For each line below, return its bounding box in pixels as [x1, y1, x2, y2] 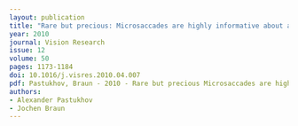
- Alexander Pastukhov [9, 95, 93, 105]
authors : [9, 87, 42, 96]
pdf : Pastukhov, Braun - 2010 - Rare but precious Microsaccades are [9, 79, 272, 88]
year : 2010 [9, 29, 50, 38]
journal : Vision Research [9, 37, 105, 47]
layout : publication [9, 12, 86, 22]
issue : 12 [9, 46, 46, 55]
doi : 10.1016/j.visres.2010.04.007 [9, 71, 141, 80]
